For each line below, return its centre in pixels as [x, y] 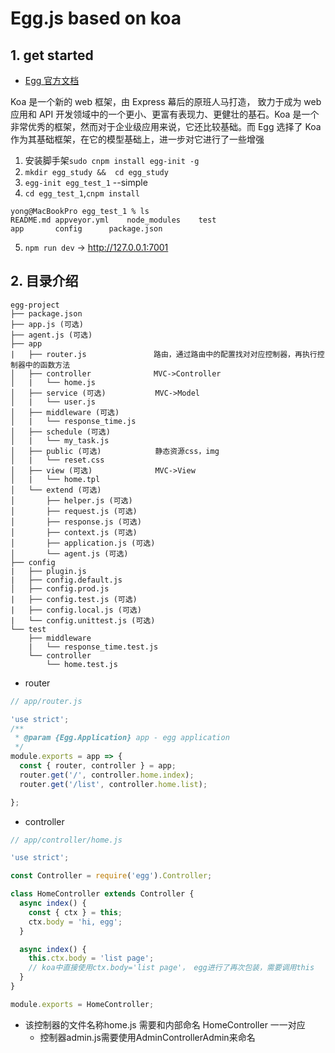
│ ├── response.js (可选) [76, 522]
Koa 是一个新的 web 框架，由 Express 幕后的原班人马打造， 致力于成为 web [166, 101]
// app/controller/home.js [66, 840]
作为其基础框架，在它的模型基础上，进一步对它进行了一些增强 [137, 139]
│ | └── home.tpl [55, 479]
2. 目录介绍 [44, 281]
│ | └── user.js [53, 402]
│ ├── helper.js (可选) [71, 500]
